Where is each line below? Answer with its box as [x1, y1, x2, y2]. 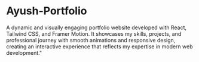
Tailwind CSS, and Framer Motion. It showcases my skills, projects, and [6, 30, 182, 37]
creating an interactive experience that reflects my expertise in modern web [6, 43, 193, 50]
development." [6, 49, 42, 56]
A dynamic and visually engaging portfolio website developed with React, [6, 24, 187, 31]
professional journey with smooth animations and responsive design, [6, 36, 176, 44]
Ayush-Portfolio [6, 4, 87, 18]
